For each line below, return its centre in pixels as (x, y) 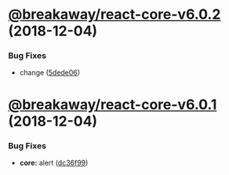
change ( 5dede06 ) (50, 73)
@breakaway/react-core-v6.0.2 (114, 15)
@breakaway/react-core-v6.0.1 (113, 104)
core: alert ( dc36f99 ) (54, 162)
